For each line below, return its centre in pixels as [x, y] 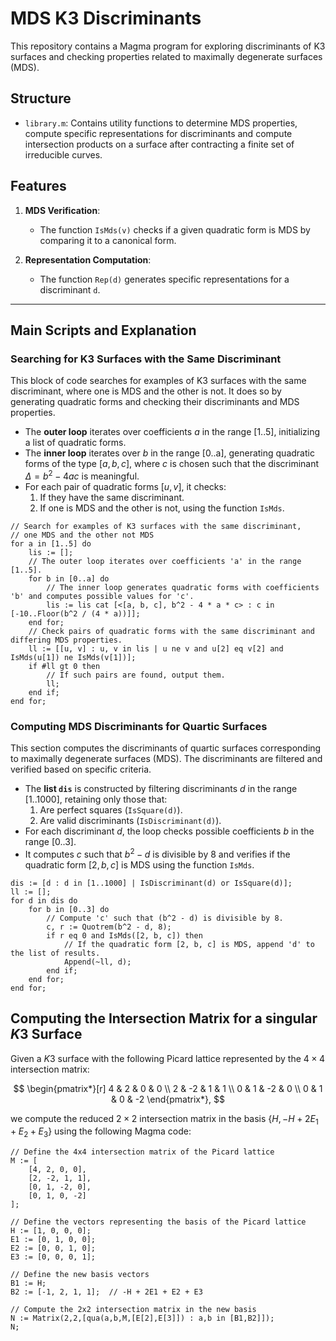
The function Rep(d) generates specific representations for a [164, 279]
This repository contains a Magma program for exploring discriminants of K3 [168, 46]
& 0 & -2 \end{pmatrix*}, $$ [168, 1099]
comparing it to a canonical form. [108, 240]
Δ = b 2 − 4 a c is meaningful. [82, 475]
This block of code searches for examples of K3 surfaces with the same [158, 381]
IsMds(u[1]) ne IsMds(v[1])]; [73, 657]
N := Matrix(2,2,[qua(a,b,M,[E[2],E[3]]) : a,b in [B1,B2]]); [142, 1318]
